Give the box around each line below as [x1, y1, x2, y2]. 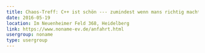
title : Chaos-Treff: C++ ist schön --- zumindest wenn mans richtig [6, 9, 184, 15]
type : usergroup [6, 37, 48, 43]
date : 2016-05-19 [6, 15, 51, 21]
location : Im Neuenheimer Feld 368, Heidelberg [6, 20, 130, 26]
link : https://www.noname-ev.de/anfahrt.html [6, 26, 124, 32]
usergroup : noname [6, 32, 53, 38]
